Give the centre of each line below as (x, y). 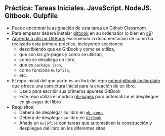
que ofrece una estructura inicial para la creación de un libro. (74, 86)
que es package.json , (41, 65)
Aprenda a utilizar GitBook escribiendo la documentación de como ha (82, 38)
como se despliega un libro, (47, 60)
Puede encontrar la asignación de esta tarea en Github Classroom (79, 28)
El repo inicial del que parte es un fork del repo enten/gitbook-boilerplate (86, 80)
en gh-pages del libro (40, 102)
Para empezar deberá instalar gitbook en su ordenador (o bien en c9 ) (82, 33)
